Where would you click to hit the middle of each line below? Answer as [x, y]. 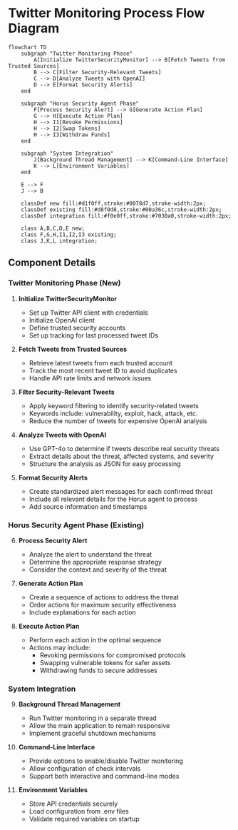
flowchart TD [27, 47]
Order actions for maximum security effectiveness [103, 604]
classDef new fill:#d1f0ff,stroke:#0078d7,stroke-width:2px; [113, 203]
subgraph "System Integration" [67, 153]
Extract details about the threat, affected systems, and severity [121, 456]
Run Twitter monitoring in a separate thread [93, 718]
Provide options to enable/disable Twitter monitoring [106, 761]
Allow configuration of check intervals [85, 769]
